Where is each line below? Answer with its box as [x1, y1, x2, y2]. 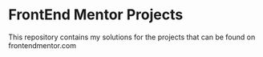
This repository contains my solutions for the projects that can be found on [8, 32, 256, 42]
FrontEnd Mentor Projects [8, 6, 184, 24]
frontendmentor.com [8, 40, 76, 50]
